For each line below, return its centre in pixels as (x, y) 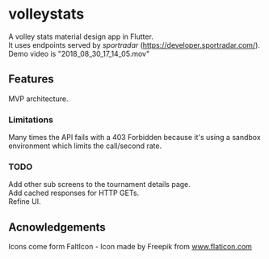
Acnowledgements (57, 227)
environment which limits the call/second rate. (85, 146)
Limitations (31, 120)
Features (31, 79)
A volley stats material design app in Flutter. (81, 36)
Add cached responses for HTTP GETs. (74, 193)
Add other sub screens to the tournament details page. (100, 185)
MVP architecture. (38, 99)
